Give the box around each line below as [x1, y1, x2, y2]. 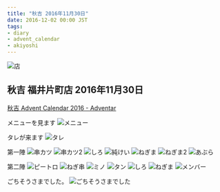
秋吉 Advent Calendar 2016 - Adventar [7, 104, 117, 112]
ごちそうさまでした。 [7, 177, 68, 185]
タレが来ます [7, 133, 43, 142]
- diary [7, 29, 30, 37]
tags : [7, 23, 23, 30]
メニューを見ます [7, 118, 56, 126]
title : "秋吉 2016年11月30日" [7, 10, 89, 17]
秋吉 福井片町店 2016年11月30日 [7, 84, 143, 96]
